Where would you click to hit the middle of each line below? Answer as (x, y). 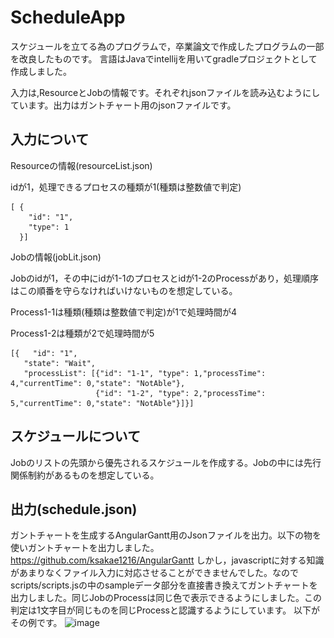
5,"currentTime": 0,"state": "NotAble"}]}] (102, 403)
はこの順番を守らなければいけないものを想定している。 (124, 290)
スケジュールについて (75, 436)
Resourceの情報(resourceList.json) (81, 165)
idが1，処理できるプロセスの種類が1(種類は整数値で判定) (126, 187)
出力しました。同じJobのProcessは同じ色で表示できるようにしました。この (166, 598)
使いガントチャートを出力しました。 (85, 548)
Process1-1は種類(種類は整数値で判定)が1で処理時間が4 (124, 312)
